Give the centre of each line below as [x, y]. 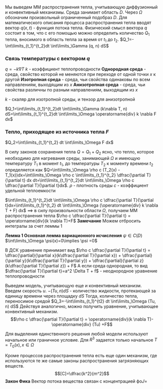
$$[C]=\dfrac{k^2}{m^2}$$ [82, 374]
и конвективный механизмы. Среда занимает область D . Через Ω [74, 12]
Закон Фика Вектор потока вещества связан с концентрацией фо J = [76, 381]
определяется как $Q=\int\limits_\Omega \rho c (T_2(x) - [63, 170]
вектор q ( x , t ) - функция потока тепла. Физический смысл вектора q [76, 28]
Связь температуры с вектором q [48, 58]
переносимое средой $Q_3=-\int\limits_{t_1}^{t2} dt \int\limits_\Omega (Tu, [81, 301]
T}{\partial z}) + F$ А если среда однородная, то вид [93, 265]
